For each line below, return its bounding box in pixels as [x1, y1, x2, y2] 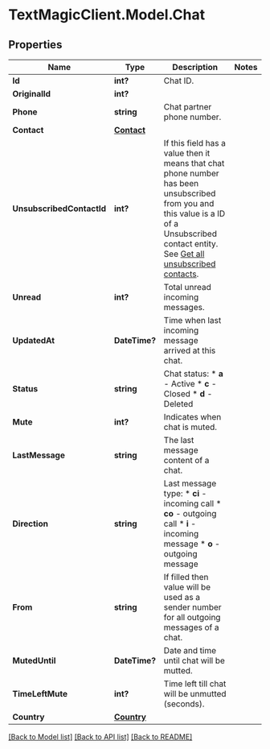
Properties [8, 38, 63, 52]
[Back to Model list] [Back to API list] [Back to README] [8, 732, 193, 742]
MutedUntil [12, 655, 56, 666]
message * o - [163, 538, 221, 549]
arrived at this [163, 345, 216, 356]
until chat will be [163, 655, 225, 666]
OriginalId [12, 89, 51, 99]
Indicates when [163, 412, 222, 422]
